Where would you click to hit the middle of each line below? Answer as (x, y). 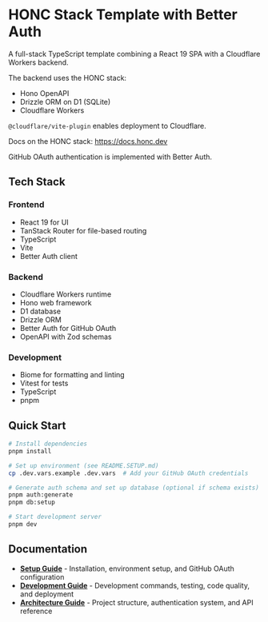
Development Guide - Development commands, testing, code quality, (135, 585)
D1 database (40, 311)
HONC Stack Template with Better (123, 15)
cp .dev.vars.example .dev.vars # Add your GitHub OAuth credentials (128, 473)
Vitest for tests (44, 383)
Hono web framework (56, 302)
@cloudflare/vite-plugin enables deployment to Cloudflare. (107, 126)
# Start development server (55, 517)
